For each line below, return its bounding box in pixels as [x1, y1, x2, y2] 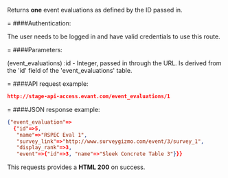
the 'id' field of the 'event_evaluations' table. [7, 67, 133, 74]
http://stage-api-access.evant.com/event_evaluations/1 [7, 93, 170, 100]
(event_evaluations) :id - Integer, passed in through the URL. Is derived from [7, 59, 222, 67]
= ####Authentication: [7, 19, 71, 27]
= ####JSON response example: [7, 105, 100, 113]
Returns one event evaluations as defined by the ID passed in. [7, 6, 183, 14]
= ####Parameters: [7, 46, 63, 54]
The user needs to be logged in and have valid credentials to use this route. [7, 32, 221, 41]
